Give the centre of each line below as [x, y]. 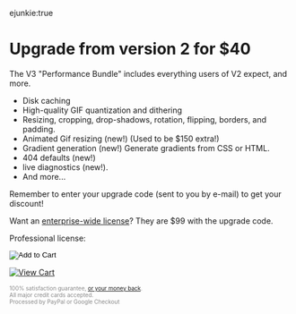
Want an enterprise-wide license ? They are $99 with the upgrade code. [141, 221]
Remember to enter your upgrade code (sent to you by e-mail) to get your [146, 194]
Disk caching [46, 100]
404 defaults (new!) [59, 157]
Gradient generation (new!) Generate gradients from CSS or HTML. [146, 148]
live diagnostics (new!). [65, 167]
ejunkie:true [31, 13]
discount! [26, 203]
